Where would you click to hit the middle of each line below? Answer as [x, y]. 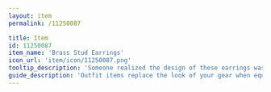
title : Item [28, 38]
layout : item [30, 16]
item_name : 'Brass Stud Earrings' [67, 53]
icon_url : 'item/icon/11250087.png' [70, 61]
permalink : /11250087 [45, 23]
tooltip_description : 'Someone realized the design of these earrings [129, 68]
